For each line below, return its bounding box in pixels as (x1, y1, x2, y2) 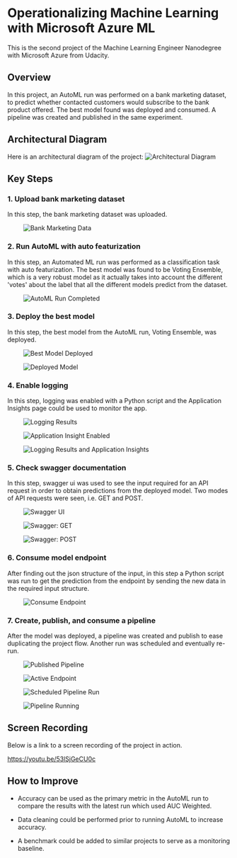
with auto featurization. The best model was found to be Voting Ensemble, (7, 265, 224, 273)
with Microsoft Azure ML (7, 20, 156, 36)
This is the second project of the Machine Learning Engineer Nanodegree (7, 43, 221, 52)
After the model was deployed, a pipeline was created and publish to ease (7, 632, 224, 640)
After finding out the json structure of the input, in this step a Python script (7, 569, 224, 577)
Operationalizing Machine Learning (7, 5, 219, 21)
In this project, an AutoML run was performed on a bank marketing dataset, (7, 90, 227, 98)
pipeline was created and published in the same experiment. (7, 113, 183, 121)
